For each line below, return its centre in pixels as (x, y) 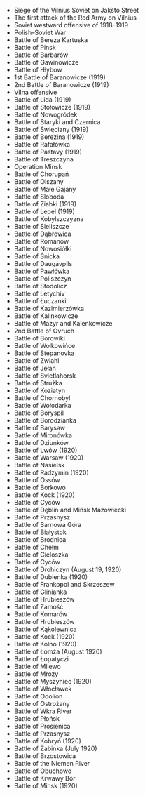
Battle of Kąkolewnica (45, 629)
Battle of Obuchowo (43, 771)
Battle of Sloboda (39, 197)
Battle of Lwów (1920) (46, 450)
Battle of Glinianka (40, 592)
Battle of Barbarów (41, 55)
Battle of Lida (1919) (42, 100)
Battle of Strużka (38, 383)
